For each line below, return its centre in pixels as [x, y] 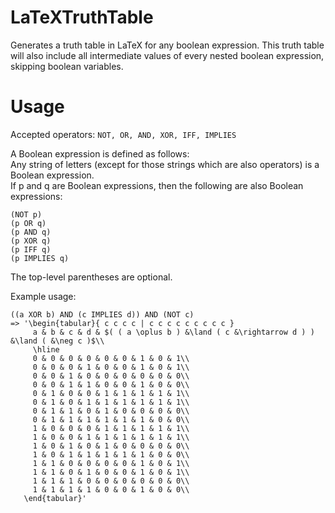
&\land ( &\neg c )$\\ [57, 341]
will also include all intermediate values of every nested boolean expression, [167, 55]
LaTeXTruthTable [82, 17]
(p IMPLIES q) [40, 258]
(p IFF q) [31, 249]
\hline [46, 349]
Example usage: [43, 296]
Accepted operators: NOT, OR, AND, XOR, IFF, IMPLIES [123, 134]
